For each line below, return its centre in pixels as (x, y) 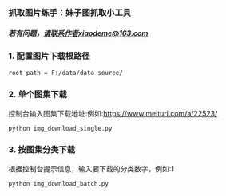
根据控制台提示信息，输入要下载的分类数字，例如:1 (91, 168)
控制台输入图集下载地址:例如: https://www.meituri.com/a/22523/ (113, 113)
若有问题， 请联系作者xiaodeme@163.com (78, 33)
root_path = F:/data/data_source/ (66, 73)
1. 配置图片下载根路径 (49, 56)
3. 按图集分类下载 (42, 150)
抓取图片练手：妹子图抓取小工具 (70, 12)
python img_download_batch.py (59, 184)
